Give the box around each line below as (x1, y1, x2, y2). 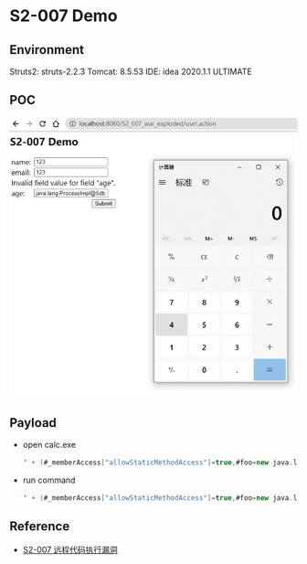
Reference (9, 518, 70, 535)
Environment (9, 42, 85, 58)
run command (22, 474, 76, 485)
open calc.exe (22, 440, 76, 451)
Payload (9, 415, 58, 431)
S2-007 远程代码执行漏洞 (22, 544, 119, 555)
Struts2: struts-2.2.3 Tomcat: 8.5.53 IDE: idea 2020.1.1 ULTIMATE (9, 66, 253, 77)
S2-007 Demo (9, 5, 118, 27)
